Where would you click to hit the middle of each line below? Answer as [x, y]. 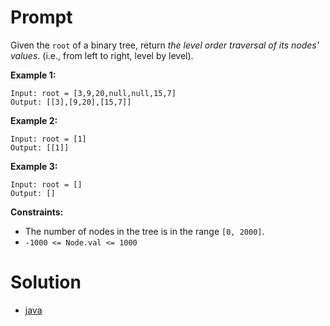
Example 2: [34, 120]
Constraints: [37, 212]
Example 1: [33, 75]
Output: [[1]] [40, 147]
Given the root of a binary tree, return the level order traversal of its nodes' [165, 45]
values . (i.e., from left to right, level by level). [102, 55]
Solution [46, 282]
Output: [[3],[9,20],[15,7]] [71, 102]
